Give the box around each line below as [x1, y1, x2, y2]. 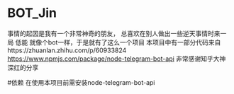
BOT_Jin [7, 5, 57, 21]
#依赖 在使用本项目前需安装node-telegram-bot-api [7, 78, 155, 86]
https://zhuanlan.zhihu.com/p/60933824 [7, 46, 127, 54]
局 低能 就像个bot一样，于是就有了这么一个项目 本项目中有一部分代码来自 [7, 37, 221, 47]
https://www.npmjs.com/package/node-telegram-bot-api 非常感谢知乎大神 [7, 54, 226, 63]
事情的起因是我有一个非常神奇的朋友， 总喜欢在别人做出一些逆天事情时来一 [7, 29, 227, 37]
